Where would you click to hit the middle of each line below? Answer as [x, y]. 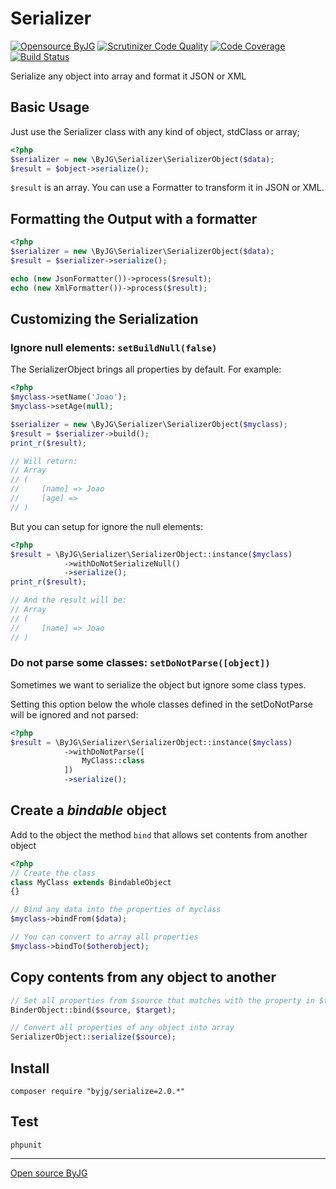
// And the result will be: [69, 600]
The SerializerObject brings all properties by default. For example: [146, 369]
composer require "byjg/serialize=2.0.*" [98, 1091]
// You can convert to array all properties [104, 937]
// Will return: [44, 461]
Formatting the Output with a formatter [134, 218]
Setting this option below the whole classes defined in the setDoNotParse [161, 704]
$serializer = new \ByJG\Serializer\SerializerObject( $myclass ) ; [149, 424]
